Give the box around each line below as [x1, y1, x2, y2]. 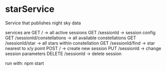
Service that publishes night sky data [5, 20, 81, 26]
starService [5, 3, 55, 15]
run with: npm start [5, 60, 44, 66]
